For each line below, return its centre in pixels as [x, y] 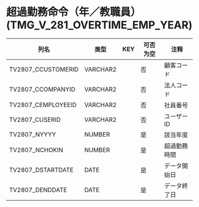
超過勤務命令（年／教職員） [74, 12]
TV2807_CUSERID [35, 119]
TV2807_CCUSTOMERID [44, 69]
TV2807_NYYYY [33, 134]
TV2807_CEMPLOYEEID [43, 105]
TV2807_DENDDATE [38, 190]
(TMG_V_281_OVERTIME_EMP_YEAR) [99, 25]
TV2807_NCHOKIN [36, 150]
